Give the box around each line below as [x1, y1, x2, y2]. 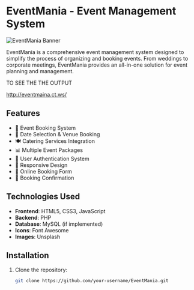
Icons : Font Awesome [14, 226, 69, 234]
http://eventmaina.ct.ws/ [6, 91, 67, 98]
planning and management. [6, 67, 74, 74]
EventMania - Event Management [6, 4, 177, 18]
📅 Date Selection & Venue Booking [14, 130, 100, 137]
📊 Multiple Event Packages [14, 146, 83, 154]
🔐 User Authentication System [14, 155, 89, 162]
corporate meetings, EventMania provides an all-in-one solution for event [6, 61, 188, 68]
